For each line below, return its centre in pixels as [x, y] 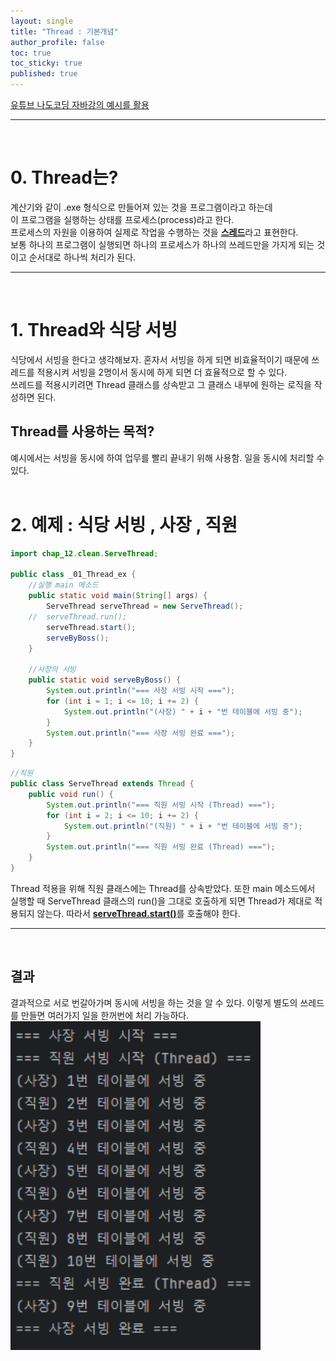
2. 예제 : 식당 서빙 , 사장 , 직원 [124, 524]
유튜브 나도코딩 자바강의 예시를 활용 [80, 104]
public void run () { [71, 794]
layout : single [42, 21]
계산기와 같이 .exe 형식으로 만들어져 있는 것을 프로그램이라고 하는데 [141, 207]
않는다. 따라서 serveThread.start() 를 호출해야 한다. [138, 913]
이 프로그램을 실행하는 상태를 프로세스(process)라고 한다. [122, 219]
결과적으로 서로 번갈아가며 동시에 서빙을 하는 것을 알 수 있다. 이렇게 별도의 [154, 1002]
